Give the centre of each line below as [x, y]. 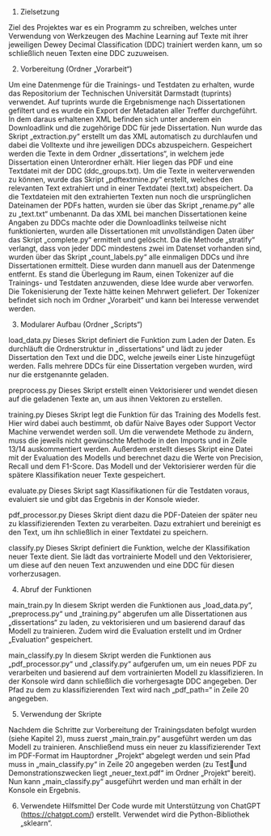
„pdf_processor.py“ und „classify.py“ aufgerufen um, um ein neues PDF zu [133, 664]
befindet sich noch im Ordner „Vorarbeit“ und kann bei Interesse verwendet [134, 300]
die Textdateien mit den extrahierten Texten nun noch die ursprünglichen [130, 197]
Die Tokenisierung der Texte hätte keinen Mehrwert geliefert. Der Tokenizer [134, 292]
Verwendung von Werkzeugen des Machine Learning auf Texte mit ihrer [128, 36]
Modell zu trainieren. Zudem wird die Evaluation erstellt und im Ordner [125, 631]
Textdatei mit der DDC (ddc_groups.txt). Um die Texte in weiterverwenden [132, 171]
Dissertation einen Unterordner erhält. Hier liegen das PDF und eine [121, 162]
